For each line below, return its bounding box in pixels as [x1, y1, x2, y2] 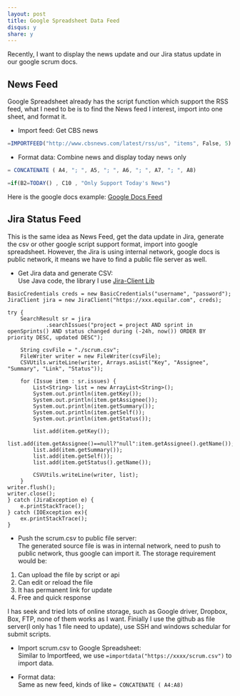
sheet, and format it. [7, 112, 67, 121]
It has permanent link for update [17, 585, 113, 594]
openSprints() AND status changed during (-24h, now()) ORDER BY [7, 328, 206, 335]
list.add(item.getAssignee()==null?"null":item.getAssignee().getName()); [7, 440, 235, 447]
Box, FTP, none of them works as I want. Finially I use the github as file [7, 615, 216, 623]
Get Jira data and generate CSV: [17, 268, 113, 277]
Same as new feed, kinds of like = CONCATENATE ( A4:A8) [17, 680, 184, 689]
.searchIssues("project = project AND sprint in [45, 321, 194, 328]
